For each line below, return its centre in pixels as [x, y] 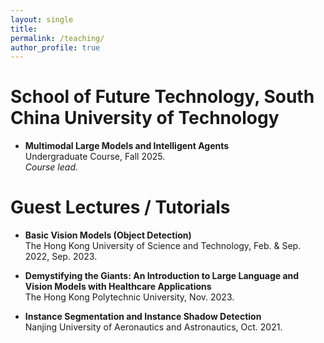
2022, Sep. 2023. [61, 257]
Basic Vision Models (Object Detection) [108, 235]
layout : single [42, 19]
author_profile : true [55, 47]
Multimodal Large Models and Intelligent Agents [127, 146]
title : [24, 29]
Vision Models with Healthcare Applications [118, 287]
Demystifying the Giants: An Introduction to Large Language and [162, 276]
